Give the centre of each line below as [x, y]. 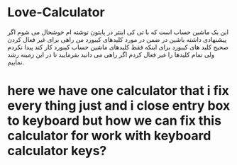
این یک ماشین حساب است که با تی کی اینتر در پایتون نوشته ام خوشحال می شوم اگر [118, 32]
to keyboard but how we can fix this [115, 121]
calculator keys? [57, 151]
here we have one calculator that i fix [118, 91]
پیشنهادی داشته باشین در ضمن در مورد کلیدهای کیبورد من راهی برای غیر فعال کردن [117, 39]
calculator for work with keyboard [109, 136]
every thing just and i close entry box [119, 106]
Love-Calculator [56, 12]
